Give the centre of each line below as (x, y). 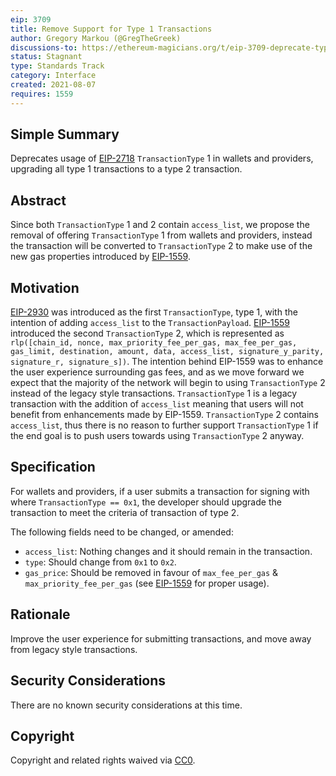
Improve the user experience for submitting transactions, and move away (161, 638)
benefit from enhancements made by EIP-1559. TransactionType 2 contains (165, 415)
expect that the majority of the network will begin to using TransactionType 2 (168, 383)
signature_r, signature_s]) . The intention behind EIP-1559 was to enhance (167, 362)
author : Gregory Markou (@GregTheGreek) (96, 38)
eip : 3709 (31, 19)
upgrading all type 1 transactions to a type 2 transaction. (126, 169)
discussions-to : (44, 47)
